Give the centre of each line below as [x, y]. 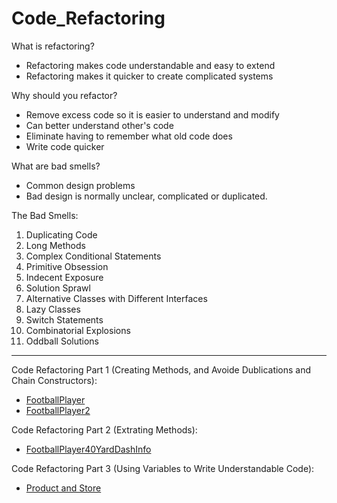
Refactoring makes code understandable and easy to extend [150, 65]
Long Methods [55, 245]
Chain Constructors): [54, 380]
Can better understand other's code [99, 125]
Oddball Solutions [62, 341]
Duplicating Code [61, 234]
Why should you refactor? [64, 95]
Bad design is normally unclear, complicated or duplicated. [146, 196]
